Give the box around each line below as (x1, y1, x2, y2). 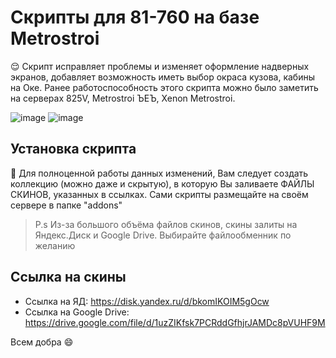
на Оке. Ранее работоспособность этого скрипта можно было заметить (10, 81, 319, 93)
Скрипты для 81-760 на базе (10, 6, 260, 29)
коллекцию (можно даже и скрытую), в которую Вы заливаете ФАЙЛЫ (10, 177, 315, 190)
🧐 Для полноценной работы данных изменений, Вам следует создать (10, 167, 309, 179)
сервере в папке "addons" (10, 199, 123, 211)
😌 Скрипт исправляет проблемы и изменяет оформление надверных (10, 60, 310, 72)
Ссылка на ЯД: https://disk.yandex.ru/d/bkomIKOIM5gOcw (24, 295, 270, 307)
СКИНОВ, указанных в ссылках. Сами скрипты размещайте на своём (10, 188, 309, 200)
